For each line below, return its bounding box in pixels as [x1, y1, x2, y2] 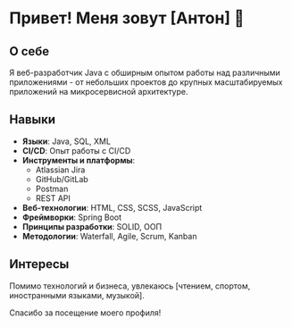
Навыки [9, 112, 56, 128]
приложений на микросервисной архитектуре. [9, 87, 189, 96]
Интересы [9, 256, 70, 272]
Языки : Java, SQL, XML [21, 136, 112, 147]
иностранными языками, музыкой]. [9, 289, 145, 300]
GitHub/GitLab [35, 173, 89, 184]
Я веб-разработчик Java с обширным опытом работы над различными [9, 67, 281, 78]
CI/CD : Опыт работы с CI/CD [21, 145, 131, 155]
